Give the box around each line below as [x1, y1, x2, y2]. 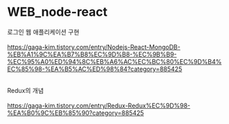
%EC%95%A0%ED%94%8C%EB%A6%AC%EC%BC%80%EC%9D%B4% [7, 57, 222, 65]
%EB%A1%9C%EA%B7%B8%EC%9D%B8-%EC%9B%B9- [7, 50, 177, 59]
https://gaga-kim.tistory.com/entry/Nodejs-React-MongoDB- [7, 43, 181, 51]
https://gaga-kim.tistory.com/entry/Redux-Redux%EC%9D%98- [7, 101, 191, 110]
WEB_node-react [7, 4, 108, 20]
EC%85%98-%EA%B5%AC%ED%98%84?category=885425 [7, 65, 183, 73]
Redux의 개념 [7, 86, 44, 94]
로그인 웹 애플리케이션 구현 [7, 28, 80, 36]
